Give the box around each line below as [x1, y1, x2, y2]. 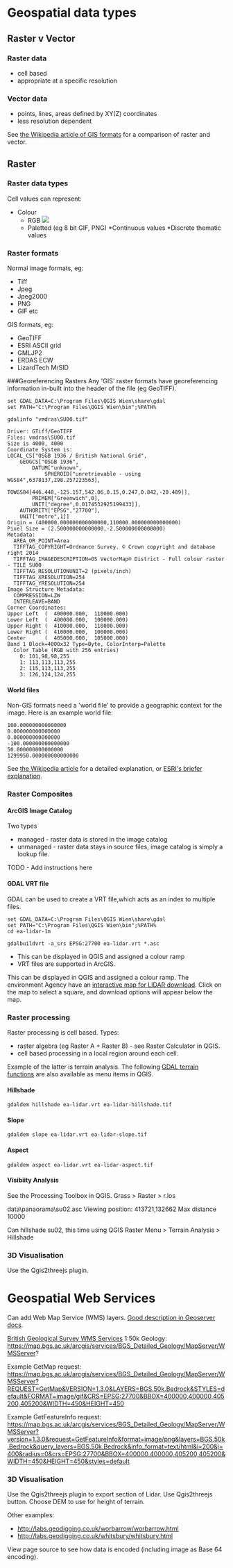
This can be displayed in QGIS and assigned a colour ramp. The [7, 973, 189, 981]
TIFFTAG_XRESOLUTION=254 [13, 574, 85, 581]
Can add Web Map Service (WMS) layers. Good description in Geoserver [7, 1314, 216, 1322]
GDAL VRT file [7, 880, 49, 888]
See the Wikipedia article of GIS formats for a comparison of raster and [7, 131, 210, 139]
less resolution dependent [17, 117, 92, 126]
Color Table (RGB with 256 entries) [13, 647, 119, 654]
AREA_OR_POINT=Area [13, 537, 70, 544]
